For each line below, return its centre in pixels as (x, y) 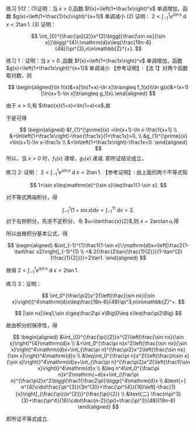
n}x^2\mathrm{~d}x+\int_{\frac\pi (98, 374)
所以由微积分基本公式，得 (37, 234)
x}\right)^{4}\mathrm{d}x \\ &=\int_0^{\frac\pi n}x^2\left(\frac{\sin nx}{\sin (98, 343)
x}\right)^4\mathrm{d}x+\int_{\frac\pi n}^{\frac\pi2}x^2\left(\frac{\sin (94, 349)
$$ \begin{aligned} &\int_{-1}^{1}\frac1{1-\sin (61, 245)
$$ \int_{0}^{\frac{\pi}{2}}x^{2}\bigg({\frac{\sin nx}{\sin (98, 36)
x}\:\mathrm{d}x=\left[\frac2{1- (152, 245)
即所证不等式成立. (27, 419)
